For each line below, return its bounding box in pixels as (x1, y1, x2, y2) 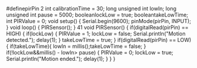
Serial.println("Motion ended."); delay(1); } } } (6, 56, 116, 62)
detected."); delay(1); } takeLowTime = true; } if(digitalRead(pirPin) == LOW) (6, 37, 192, 43)
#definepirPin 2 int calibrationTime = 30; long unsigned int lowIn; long (6, 5, 177, 12)
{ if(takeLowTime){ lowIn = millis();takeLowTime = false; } (6, 43, 147, 50)
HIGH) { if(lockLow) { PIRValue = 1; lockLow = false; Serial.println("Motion (6, 30, 186, 37)
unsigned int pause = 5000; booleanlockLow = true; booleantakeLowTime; (6, 11, 189, 18)
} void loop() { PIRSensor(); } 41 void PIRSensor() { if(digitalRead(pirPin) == (6, 24, 189, 31)
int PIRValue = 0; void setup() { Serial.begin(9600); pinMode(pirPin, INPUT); (6, 18, 192, 24)
